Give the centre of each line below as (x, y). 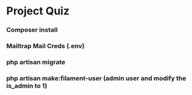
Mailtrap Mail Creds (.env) (45, 46)
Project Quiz (38, 11)
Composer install (32, 30)
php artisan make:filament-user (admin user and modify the (96, 78)
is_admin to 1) (27, 85)
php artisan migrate (36, 62)
